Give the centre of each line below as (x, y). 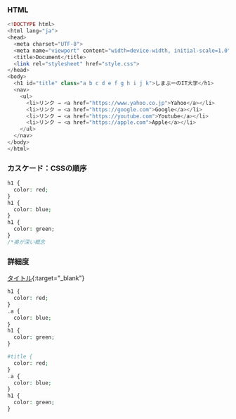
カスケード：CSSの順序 (47, 168)
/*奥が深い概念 (26, 242)
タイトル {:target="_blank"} (46, 278)
